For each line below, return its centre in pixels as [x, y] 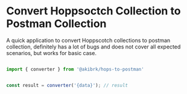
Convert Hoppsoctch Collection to [93, 11]
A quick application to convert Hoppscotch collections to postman [88, 40]
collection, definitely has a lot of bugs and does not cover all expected [93, 47]
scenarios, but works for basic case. [51, 53]
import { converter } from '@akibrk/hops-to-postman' [75, 69]
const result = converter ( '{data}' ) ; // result [67, 85]
